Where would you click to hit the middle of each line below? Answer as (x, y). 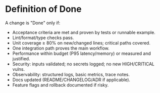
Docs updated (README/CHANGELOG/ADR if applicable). (71, 80)
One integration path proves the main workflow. (61, 48)
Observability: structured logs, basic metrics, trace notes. (71, 74)
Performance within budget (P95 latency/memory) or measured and (81, 53)
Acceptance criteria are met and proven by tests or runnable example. (84, 32)
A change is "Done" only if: (33, 23)
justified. (21, 58)
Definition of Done (43, 9)
